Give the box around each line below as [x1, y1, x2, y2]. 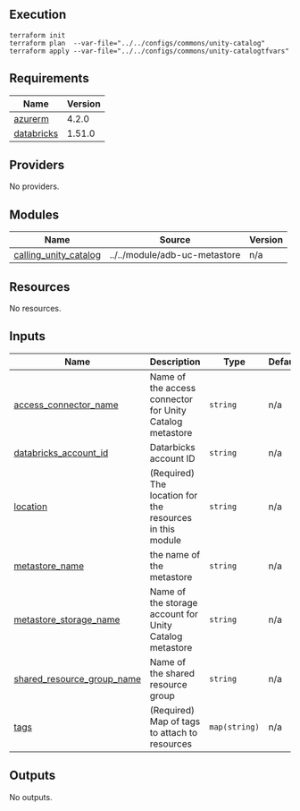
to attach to [149, 726, 198, 738]
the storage [149, 596, 198, 609]
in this [149, 523, 176, 535]
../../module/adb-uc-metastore [109, 249, 241, 261]
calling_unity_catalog [13, 249, 101, 261]
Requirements [9, 71, 89, 86]
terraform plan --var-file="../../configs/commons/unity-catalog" [9, 38, 266, 47]
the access [149, 381, 196, 394]
